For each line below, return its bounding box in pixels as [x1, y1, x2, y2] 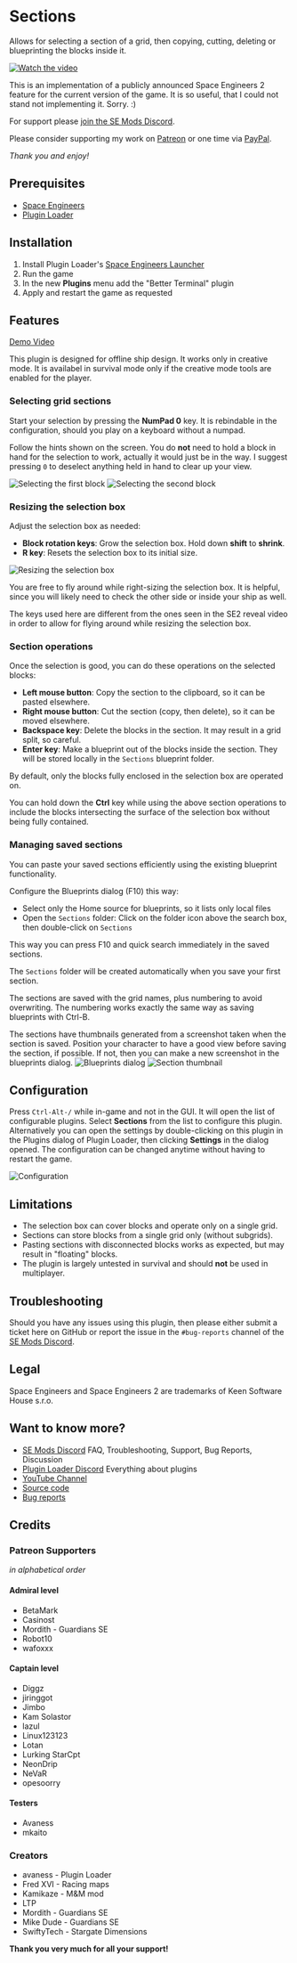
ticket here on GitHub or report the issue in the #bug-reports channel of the [9, 1327, 285, 1337]
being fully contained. [9, 817, 89, 827]
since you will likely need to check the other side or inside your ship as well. [9, 591, 287, 602]
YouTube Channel [21, 1472, 87, 1484]
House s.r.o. [9, 1395, 53, 1405]
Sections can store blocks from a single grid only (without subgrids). [21, 1230, 274, 1241]
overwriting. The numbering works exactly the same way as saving [9, 1002, 255, 1013]
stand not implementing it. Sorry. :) [9, 98, 136, 109]
